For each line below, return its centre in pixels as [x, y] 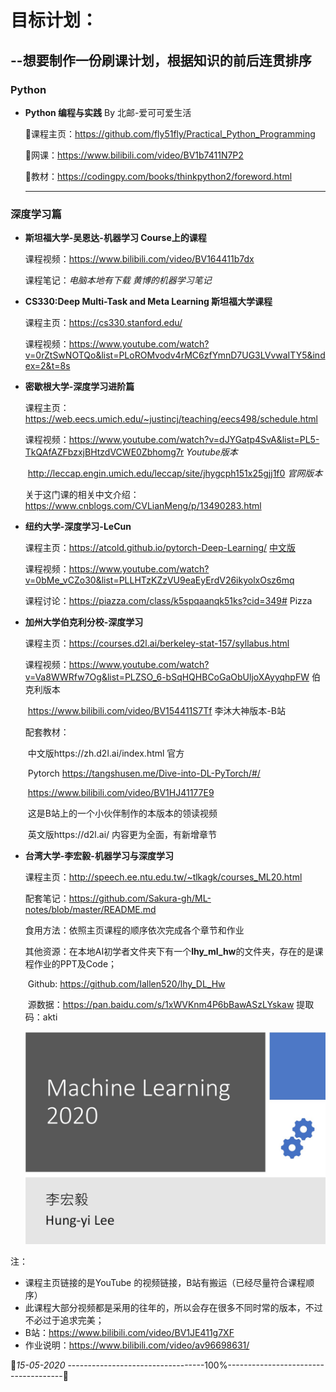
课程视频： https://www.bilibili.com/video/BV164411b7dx [139, 259]
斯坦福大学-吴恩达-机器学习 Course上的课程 [115, 238]
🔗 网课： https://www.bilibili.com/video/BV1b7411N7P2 [134, 155]
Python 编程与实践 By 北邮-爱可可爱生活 [108, 112]
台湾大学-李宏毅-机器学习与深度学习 [99, 856]
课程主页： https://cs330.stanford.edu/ [103, 323]
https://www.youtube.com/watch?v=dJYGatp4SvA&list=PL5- [194, 440]
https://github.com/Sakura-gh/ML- [140, 898]
